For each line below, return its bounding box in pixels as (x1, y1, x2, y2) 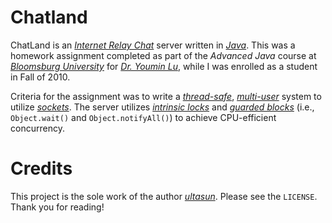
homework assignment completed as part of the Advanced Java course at (10, 49, 317, 61)
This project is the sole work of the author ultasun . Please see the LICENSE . (10, 190, 318, 202)
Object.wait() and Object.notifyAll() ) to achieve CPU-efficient (10, 111, 277, 123)
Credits (10, 157, 73, 180)
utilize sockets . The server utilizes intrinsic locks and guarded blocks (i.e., (10, 101, 315, 113)
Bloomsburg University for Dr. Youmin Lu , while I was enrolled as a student (10, 60, 318, 72)
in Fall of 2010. (10, 71, 71, 83)
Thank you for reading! (10, 201, 105, 213)
